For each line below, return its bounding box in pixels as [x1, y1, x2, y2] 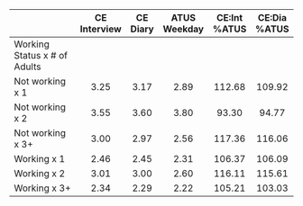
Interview [79, 22, 122, 35]
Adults [14, 60, 41, 73]
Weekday [162, 22, 205, 35]
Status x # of [14, 49, 68, 61]
